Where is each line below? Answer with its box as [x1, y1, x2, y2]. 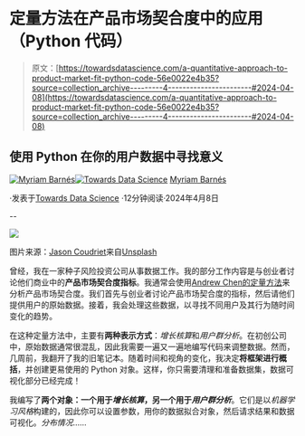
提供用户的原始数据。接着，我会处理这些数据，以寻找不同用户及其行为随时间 [9, 299, 295, 310]
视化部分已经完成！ [9, 374, 81, 385]
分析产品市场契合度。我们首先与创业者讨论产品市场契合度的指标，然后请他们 [9, 288, 295, 299]
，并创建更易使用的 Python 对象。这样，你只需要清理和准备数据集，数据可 [17, 364, 294, 374]
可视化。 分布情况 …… [9, 417, 88, 428]
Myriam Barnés [169, 174, 227, 185]
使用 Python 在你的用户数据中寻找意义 [9, 149, 224, 165]
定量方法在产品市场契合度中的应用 [9, 8, 264, 29]
